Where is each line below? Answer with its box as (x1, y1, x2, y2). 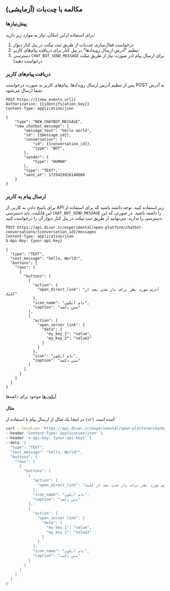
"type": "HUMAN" (32, 159, 67, 164)
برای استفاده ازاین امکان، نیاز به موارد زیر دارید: (6, 31, 95, 38)
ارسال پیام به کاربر (6, 193, 46, 200)
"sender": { (24, 154, 49, 160)
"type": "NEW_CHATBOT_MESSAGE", (15, 119, 83, 124)
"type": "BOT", (32, 145, 65, 151)
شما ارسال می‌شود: (6, 87, 43, 93)
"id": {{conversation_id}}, (32, 141, 92, 146)
